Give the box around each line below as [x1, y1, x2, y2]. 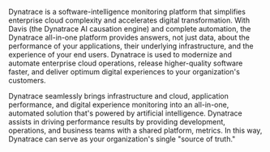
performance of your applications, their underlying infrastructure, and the [8, 41, 254, 51]
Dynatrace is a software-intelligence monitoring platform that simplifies [8, 7, 246, 16]
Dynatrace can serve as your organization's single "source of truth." [8, 134, 236, 144]
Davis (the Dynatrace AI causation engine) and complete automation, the [8, 24, 251, 33]
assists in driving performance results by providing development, [8, 117, 225, 126]
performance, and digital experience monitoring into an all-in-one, [8, 100, 229, 109]
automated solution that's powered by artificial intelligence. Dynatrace [8, 108, 243, 118]
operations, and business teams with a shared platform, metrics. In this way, [8, 125, 263, 135]
